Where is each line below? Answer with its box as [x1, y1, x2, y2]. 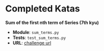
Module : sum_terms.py [12, 29, 59, 35]
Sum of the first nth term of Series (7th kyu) [5, 19, 99, 25]
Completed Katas [5, 3, 80, 14]
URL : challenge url [12, 39, 52, 45]
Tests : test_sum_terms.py [12, 34, 66, 40]
